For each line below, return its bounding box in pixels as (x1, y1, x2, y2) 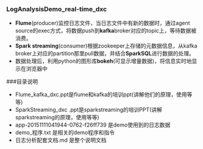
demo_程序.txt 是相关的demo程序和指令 (15, 129, 115, 136)
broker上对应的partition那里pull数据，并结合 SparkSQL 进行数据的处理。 (15, 50, 195, 57)
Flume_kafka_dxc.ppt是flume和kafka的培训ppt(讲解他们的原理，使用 (15, 91, 187, 99)
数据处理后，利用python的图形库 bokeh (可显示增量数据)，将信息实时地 (15, 57, 192, 65)
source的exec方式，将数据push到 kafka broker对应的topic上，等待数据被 (15, 27, 197, 35)
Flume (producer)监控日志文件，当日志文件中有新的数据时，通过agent (15, 19, 190, 27)
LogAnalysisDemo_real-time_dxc (6, 5, 107, 13)
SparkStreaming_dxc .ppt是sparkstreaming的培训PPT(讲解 (15, 106, 163, 114)
